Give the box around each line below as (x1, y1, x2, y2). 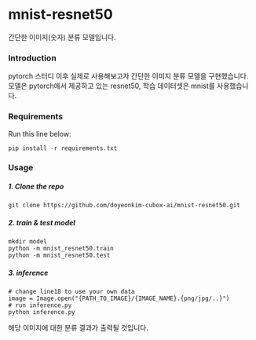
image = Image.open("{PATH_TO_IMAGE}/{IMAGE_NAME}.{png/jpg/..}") (8, 294, 230, 303)
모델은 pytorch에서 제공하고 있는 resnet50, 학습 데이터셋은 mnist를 (8, 81, 216, 91)
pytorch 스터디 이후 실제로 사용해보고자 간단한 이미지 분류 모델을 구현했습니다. (8, 71, 249, 81)
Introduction (8, 53, 57, 64)
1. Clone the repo (8, 182, 64, 192)
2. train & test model (8, 218, 76, 228)
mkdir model (8, 238, 47, 246)
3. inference (8, 268, 49, 277)
